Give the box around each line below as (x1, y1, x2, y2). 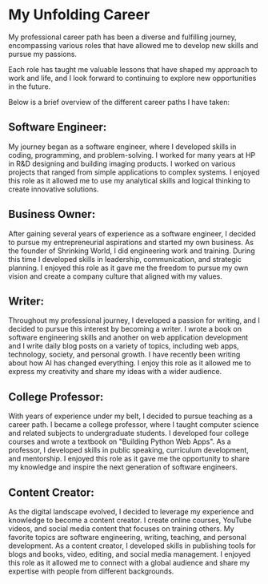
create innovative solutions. (8, 184, 99, 194)
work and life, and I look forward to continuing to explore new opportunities (8, 73, 257, 83)
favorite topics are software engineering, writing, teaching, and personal (8, 533, 246, 542)
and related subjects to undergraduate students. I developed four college (8, 429, 250, 438)
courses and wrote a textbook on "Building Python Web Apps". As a (8, 437, 232, 446)
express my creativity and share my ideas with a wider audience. (8, 367, 222, 377)
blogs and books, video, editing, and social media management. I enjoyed (8, 550, 251, 558)
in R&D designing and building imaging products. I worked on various (8, 159, 236, 168)
